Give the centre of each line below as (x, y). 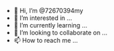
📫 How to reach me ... (46, 40)
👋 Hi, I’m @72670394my (48, 11)
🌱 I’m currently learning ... (50, 25)
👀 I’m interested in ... (43, 18)
